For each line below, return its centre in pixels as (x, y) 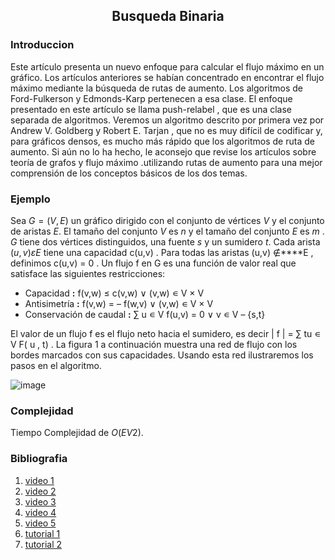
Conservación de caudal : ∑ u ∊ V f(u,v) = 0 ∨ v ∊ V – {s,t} (145, 314)
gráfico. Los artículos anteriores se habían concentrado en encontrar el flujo (167, 77)
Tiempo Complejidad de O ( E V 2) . (77, 433)
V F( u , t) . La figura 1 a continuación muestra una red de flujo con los (154, 344)
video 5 (40, 523)
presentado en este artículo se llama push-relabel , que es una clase (151, 109)
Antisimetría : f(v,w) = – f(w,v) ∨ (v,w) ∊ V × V (119, 303)
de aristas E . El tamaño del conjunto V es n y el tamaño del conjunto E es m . (167, 231)
